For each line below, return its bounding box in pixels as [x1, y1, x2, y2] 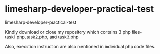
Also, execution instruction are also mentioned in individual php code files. [5, 43, 156, 49]
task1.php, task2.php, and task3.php [5, 34, 79, 40]
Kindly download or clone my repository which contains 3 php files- [5, 29, 142, 35]
